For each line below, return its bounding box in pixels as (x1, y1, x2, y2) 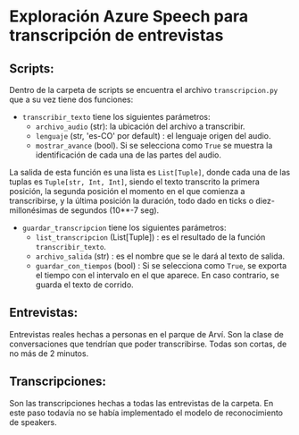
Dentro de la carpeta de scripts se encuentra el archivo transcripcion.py (9, 85, 278, 95)
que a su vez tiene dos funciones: (9, 94, 134, 105)
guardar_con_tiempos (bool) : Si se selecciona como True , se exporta (35, 260, 287, 270)
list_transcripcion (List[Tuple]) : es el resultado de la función (35, 232, 266, 243)
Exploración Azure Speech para (9, 6, 248, 27)
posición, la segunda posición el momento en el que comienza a (9, 186, 245, 196)
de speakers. (9, 416, 58, 427)
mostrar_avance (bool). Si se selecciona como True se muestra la (35, 141, 273, 150)
